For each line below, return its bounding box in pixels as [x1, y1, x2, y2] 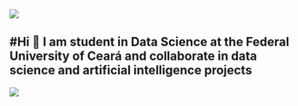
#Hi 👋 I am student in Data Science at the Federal [9, 34, 290, 50]
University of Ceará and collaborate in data [9, 49, 257, 64]
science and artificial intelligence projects [9, 63, 253, 78]
